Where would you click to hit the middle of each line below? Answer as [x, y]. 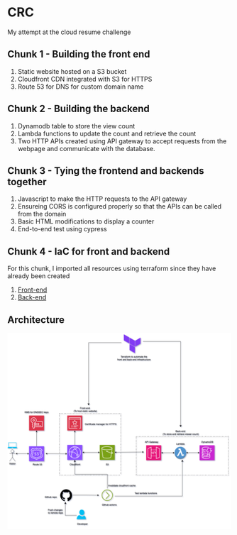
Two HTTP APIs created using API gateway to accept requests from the [122, 141]
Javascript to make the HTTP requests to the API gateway [102, 199]
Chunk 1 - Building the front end [79, 54]
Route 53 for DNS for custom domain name [81, 87]
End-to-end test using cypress [62, 229]
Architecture [36, 320]
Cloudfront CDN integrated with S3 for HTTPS [85, 79]
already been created [39, 276]
